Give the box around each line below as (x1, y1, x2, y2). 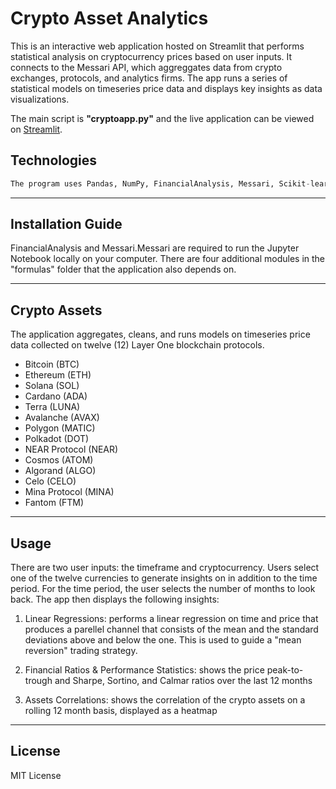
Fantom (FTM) (24, 497, 85, 509)
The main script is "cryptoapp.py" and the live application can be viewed (10, 112, 315, 124)
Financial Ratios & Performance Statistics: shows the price (24, 664, 265, 676)
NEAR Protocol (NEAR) (24, 443, 119, 456)
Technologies (10, 152, 98, 169)
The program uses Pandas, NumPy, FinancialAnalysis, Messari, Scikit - (10, 178, 311, 189)
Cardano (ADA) (24, 390, 88, 402)
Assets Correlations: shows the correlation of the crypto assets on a (24, 694, 306, 706)
